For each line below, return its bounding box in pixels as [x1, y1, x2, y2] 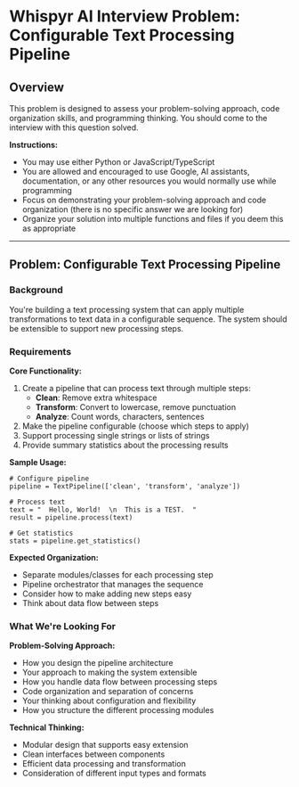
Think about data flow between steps [21, 597, 159, 608]
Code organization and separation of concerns [21, 686, 194, 697]
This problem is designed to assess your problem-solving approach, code [9, 103, 280, 113]
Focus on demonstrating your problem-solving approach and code [21, 194, 267, 205]
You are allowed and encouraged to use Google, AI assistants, [21, 167, 250, 176]
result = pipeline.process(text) [9, 512, 133, 522]
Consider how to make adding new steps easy [21, 588, 192, 599]
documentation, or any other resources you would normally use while [21, 176, 277, 186]
